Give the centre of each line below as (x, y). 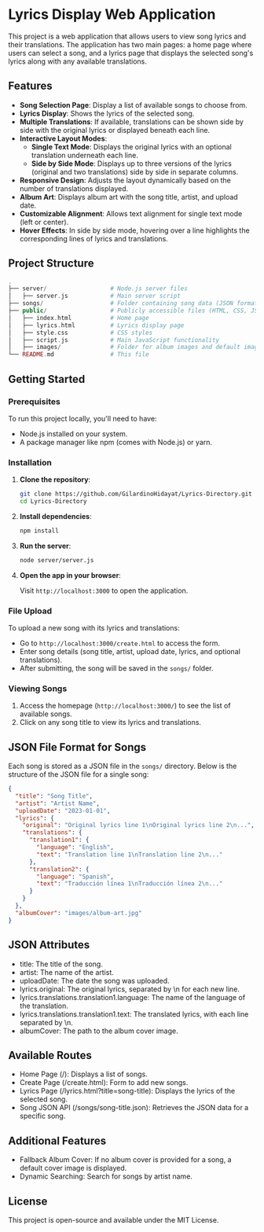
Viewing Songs (38, 688)
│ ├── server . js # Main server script (94, 296)
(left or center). (44, 222)
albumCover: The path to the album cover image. (99, 1031)
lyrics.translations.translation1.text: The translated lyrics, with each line (134, 1014)
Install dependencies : (55, 516)
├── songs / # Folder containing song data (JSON (121, 303)
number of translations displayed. (73, 188)
